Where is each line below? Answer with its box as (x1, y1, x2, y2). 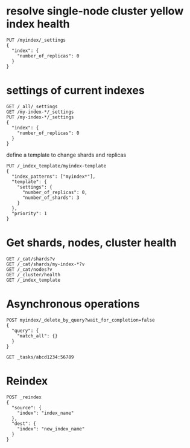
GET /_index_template (6, 277, 61, 283)
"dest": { (11, 420, 36, 427)
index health (6, 17, 71, 31)
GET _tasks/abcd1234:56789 (6, 354, 74, 360)
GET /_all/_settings (6, 103, 59, 109)
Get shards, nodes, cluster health (6, 236, 177, 250)
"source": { (11, 404, 42, 411)
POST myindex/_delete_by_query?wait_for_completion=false (6, 317, 155, 323)
